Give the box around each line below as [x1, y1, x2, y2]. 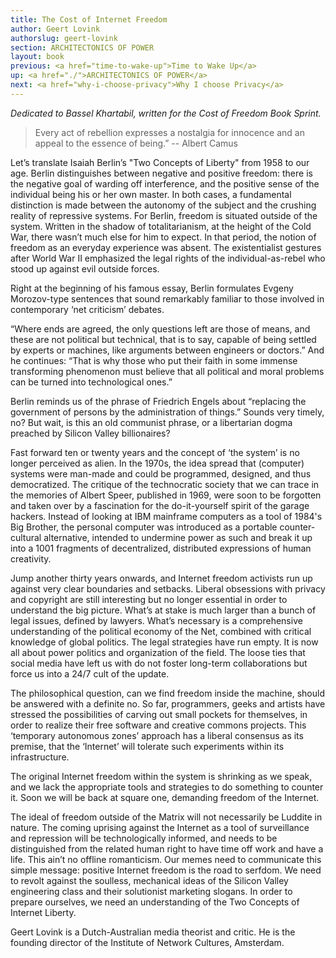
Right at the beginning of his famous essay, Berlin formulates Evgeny [10, 282, 294, 294]
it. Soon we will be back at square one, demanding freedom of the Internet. [10, 791, 320, 803]
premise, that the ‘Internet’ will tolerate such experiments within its [10, 740, 285, 752]
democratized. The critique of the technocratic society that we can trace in [10, 478, 320, 490]
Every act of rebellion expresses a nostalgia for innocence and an [34, 126, 305, 138]
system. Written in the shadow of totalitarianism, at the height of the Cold [10, 220, 312, 232]
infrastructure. [10, 751, 70, 763]
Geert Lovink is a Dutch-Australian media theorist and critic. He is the [10, 926, 296, 938]
